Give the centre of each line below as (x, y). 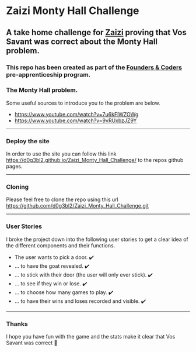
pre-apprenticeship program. (48, 74)
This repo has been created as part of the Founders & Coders (94, 67)
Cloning (17, 187)
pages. (14, 166)
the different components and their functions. (61, 245)
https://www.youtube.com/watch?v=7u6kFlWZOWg (76, 114)
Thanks (17, 324)
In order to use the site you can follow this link (61, 154)
